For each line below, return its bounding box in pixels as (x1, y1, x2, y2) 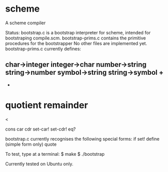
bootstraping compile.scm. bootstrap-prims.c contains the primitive (5, 35, 146, 41)
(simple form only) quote (5, 141, 57, 147)
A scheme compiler (5, 20, 46, 26)
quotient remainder (5, 99, 89, 111)
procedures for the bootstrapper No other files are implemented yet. (5, 40, 148, 46)
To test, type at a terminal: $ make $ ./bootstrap (5, 151, 105, 157)
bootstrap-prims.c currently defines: (5, 46, 81, 52)
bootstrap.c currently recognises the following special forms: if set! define (5, 136, 160, 142)
